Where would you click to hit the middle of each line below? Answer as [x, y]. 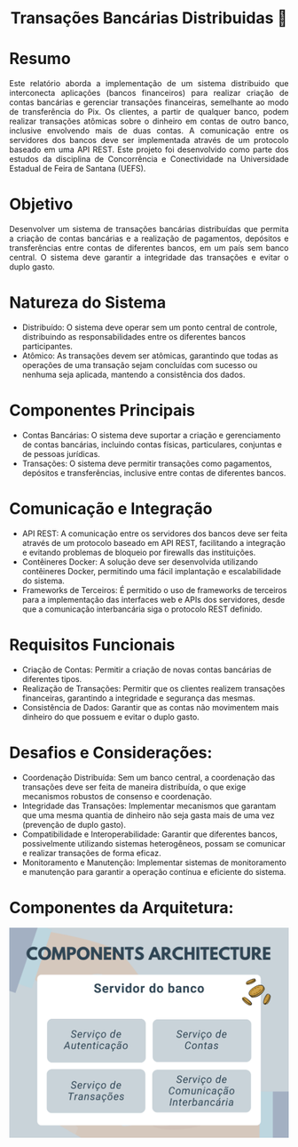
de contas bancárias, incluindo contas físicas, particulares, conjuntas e [152, 445]
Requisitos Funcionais [92, 645]
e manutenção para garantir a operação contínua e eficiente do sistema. [154, 871]
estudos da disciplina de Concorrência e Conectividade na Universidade [149, 159]
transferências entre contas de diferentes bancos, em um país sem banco [149, 248]
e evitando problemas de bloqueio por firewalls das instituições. [139, 552]
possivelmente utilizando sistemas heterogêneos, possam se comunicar [153, 843]
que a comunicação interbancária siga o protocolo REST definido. [142, 609]
